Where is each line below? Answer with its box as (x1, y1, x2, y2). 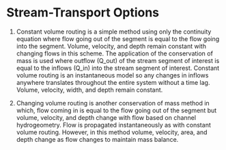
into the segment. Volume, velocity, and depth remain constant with (16, 42, 206, 50)
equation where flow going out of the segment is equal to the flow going (16, 34, 220, 42)
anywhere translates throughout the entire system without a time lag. (16, 78, 210, 86)
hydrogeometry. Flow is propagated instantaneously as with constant (16, 121, 211, 129)
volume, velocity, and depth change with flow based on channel (16, 113, 196, 121)
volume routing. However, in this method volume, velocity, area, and (16, 128, 208, 136)
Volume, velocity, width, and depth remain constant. (16, 86, 163, 94)
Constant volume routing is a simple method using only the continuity (16, 27, 212, 36)
